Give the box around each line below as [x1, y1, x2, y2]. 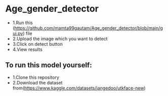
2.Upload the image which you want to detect [12, 36, 108, 42]
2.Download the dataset [12, 79, 63, 85]
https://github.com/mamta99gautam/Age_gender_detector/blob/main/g [14, 25, 163, 31]
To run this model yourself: [5, 61, 92, 69]
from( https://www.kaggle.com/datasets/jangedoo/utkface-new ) [12, 85, 146, 91]
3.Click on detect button [12, 41, 63, 47]
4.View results [12, 46, 43, 52]
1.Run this [12, 20, 33, 26]
